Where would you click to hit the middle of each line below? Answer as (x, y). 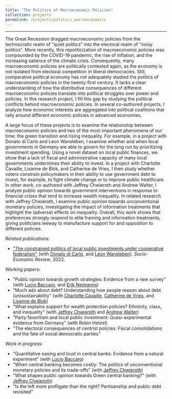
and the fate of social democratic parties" (57, 334)
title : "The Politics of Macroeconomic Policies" (59, 10)
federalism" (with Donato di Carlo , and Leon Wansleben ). (73, 254)
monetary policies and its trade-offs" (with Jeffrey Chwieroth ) (78, 370)
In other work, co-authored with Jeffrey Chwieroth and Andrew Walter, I (81, 185)
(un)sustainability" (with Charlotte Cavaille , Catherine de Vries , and (83, 296)
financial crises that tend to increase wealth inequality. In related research (83, 196)
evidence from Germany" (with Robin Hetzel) (60, 323)
